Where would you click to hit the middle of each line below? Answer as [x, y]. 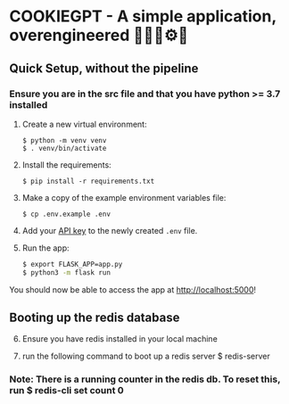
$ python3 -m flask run [66, 272]
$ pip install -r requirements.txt [88, 181]
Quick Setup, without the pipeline [104, 68]
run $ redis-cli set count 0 [67, 391]
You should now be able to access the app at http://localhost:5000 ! [133, 289]
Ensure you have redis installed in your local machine [120, 339]
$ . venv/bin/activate [64, 148]
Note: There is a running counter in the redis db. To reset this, [145, 379]
